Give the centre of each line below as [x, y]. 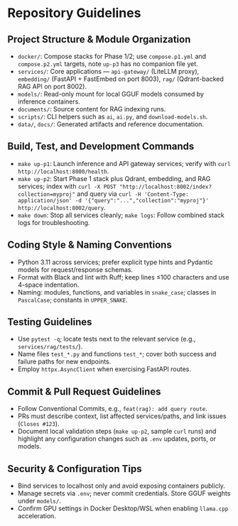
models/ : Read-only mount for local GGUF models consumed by [111, 94]
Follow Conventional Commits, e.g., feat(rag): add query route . [113, 409]
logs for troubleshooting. [54, 222]
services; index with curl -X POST [67, 186]
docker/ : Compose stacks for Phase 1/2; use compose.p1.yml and [112, 56]
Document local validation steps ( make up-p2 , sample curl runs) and [117, 432]
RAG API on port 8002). [52, 86]
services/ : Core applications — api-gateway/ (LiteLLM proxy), [108, 71]
